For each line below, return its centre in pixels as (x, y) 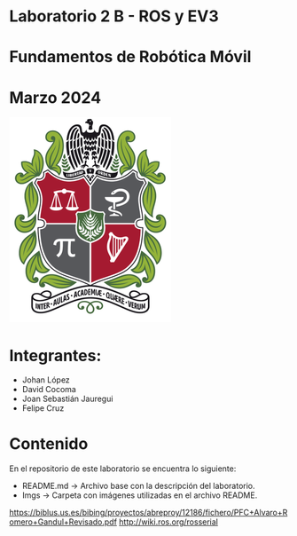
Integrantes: (55, 355)
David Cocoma (49, 390)
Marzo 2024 (55, 97)
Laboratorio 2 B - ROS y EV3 (114, 16)
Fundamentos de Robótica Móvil (130, 57)
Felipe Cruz (43, 408)
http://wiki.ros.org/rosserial (169, 522)
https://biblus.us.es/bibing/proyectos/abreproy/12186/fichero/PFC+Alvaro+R (148, 513)
